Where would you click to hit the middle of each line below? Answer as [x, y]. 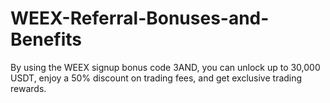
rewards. [28, 88]
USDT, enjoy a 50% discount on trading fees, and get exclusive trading [156, 78]
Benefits [46, 39]
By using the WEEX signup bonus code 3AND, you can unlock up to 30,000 [165, 67]
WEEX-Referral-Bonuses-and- [140, 18]
